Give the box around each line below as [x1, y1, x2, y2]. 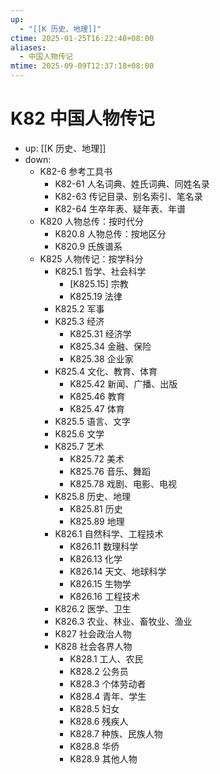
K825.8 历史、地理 [54, 490, 132, 502]
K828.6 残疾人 [69, 715, 129, 727]
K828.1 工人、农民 [69, 652, 144, 665]
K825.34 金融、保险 [69, 340, 152, 352]
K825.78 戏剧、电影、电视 [69, 477, 177, 490]
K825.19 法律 [69, 290, 123, 302]
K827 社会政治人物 [54, 627, 132, 640]
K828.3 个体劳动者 [69, 677, 147, 690]
